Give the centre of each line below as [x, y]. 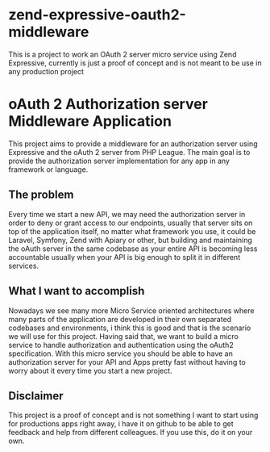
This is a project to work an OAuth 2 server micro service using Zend [123, 54]
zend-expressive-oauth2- [98, 15]
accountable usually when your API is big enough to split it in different [124, 257]
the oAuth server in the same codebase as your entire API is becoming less [133, 249]
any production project [46, 71]
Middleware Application [90, 121]
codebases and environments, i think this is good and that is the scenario [130, 328]
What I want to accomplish [77, 291]
